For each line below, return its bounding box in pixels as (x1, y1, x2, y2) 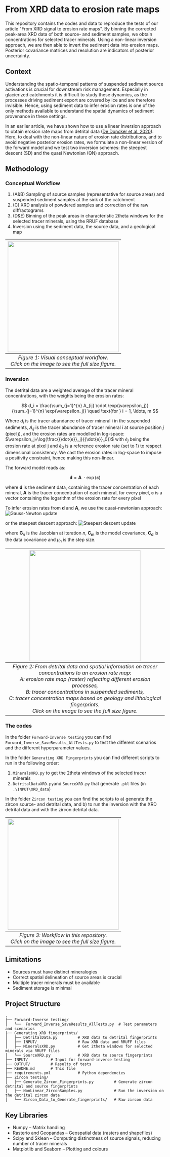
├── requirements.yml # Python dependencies (5, 1071, 125, 1076)
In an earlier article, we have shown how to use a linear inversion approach (5, 123, 161, 129)
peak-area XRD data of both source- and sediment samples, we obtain (5, 31, 153, 37)
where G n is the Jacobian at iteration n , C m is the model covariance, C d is (5, 530, 158, 537)
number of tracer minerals (12, 1141, 67, 1147)
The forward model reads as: (5, 464, 66, 471)
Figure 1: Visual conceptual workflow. (18, 354, 109, 361)
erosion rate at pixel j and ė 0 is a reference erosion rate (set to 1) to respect (5, 443, 162, 450)
